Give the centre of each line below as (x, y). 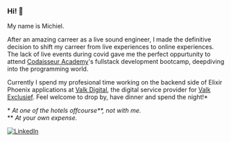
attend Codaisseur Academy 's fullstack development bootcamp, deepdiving (116, 62)
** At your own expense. (42, 118)
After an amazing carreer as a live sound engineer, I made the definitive (109, 39)
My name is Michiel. (36, 26)
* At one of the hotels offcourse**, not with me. (74, 111)
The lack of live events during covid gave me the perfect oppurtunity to (109, 54)
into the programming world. (48, 69)
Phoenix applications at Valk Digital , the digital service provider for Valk (109, 90)
